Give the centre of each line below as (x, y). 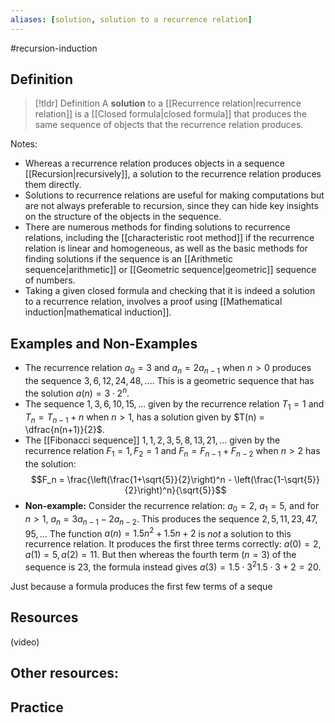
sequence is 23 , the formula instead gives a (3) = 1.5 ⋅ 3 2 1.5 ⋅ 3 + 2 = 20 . (173, 566)
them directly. (53, 185)
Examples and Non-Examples (104, 343)
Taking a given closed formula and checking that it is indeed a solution (170, 291)
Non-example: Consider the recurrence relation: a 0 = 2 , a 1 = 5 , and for (172, 507)
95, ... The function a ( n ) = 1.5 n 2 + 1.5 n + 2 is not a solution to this (158, 533)
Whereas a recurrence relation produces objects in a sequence (154, 163)
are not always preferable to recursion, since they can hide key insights (171, 206)
